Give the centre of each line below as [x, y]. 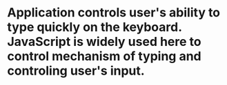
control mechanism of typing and [104, 57]
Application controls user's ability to [114, 13]
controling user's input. [76, 71]
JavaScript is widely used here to [104, 42]
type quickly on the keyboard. [95, 27]
